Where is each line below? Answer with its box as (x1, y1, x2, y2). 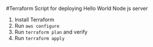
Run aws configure (14, 23, 60, 29)
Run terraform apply (14, 35, 65, 41)
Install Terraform (14, 16, 55, 23)
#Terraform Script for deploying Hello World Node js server (6, 5, 148, 12)
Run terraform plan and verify (14, 28, 88, 35)
